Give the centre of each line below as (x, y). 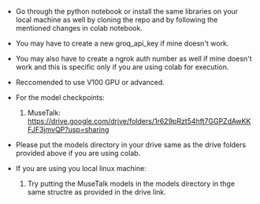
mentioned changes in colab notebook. (79, 28)
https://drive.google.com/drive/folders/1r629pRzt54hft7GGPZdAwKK (139, 121)
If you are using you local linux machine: (81, 168)
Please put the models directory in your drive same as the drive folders (131, 145)
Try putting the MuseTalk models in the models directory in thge (131, 184)
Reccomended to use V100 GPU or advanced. (90, 82)
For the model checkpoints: (60, 97)
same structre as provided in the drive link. (97, 192)
